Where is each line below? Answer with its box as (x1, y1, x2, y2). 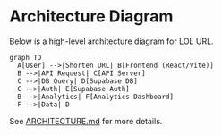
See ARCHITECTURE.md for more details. (9, 115, 163, 126)
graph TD (9, 53, 42, 62)
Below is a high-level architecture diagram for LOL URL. (9, 36, 214, 46)
